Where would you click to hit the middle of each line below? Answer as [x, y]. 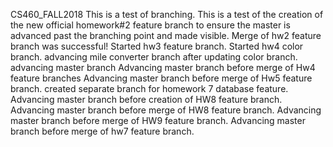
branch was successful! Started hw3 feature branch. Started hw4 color [157, 46]
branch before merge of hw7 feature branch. [102, 131]
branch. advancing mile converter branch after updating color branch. [154, 57]
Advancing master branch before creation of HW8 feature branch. [146, 99]
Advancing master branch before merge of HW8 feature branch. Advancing [166, 110]
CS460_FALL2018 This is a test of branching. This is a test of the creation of [167, 14]
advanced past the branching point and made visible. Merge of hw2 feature [166, 35]
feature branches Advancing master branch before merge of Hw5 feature [161, 78]
